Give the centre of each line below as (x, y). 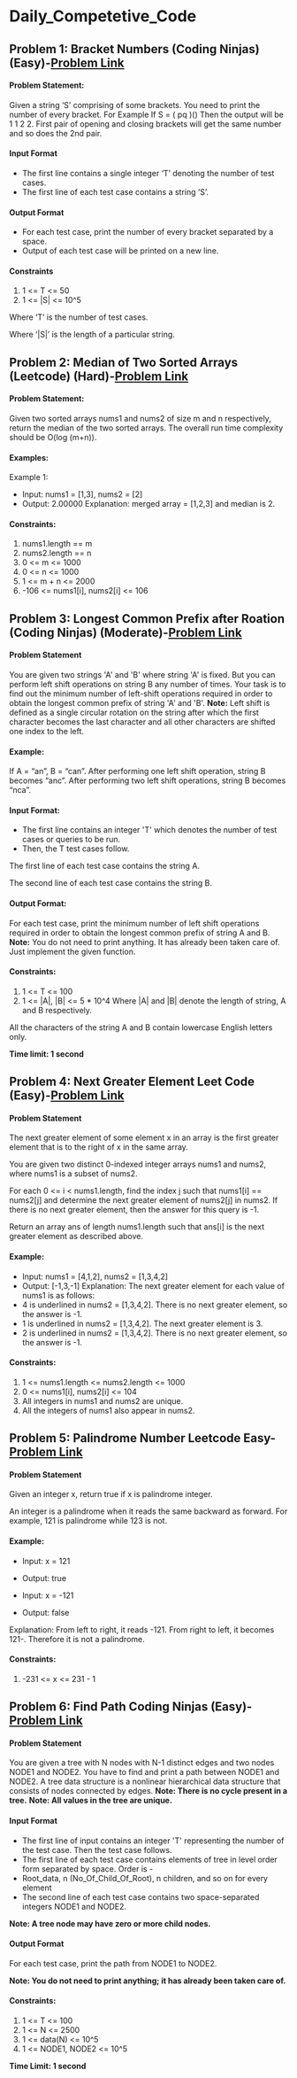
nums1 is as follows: (58, 1295)
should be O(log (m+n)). (53, 437)
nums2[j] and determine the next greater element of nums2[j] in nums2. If (144, 1200)
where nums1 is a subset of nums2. (73, 1174)
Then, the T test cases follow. (76, 849)
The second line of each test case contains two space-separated (141, 1896)
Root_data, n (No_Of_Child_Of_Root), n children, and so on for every (145, 1878)
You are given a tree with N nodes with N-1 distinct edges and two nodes (142, 1763)
